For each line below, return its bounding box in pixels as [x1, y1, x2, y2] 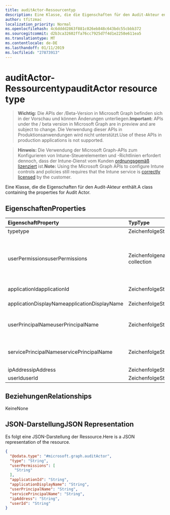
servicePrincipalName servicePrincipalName [8, 349, 113, 356]
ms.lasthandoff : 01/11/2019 [5, 45, 65, 50]
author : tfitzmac [5, 17, 42, 22]
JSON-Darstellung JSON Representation [5, 420, 134, 429]
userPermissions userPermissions [8, 255, 88, 262]
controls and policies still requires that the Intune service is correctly [17, 169, 161, 175]
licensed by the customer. [17, 174, 72, 180]
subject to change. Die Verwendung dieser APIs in [17, 127, 122, 133]
